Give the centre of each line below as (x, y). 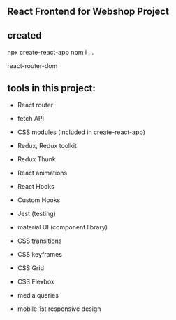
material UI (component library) (63, 227)
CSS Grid (30, 268)
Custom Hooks (39, 200)
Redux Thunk (36, 159)
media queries (38, 295)
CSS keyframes (40, 255)
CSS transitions (39, 241)
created (24, 35)
